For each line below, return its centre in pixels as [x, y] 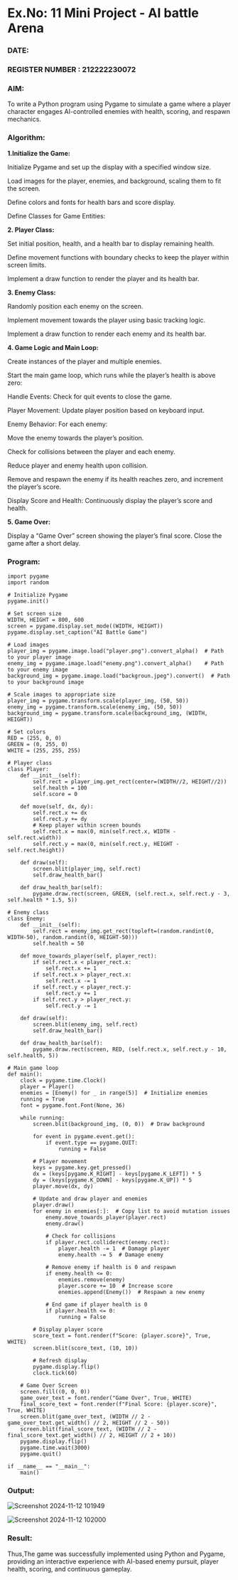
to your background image [45, 682]
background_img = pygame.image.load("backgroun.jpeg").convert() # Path [119, 676]
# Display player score [68, 1329]
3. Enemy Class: [32, 292]
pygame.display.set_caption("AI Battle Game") [77, 632]
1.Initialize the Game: [39, 153]
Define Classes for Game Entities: [56, 216]
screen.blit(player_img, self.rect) [87, 869]
